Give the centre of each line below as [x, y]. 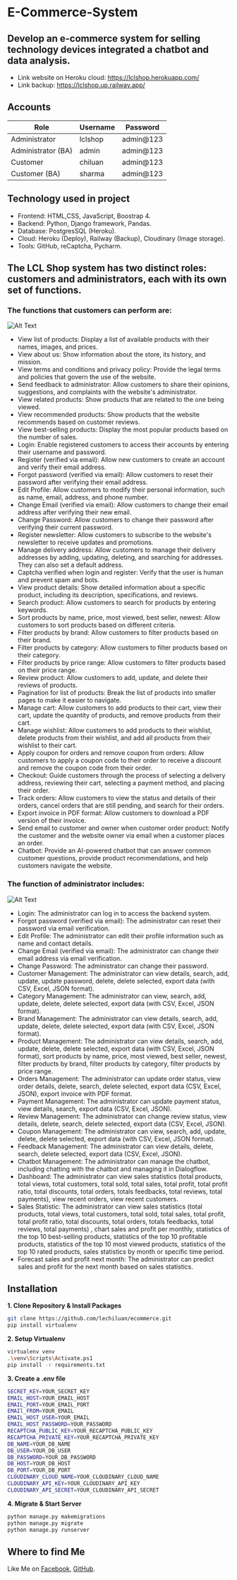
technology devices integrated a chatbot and [108, 49]
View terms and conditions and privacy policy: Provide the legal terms [119, 369]
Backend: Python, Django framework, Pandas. [84, 223]
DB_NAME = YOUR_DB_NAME [39, 1444]
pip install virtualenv [42, 1325]
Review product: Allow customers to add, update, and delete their [113, 678]
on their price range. [47, 670]
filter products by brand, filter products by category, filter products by [119, 1063]
